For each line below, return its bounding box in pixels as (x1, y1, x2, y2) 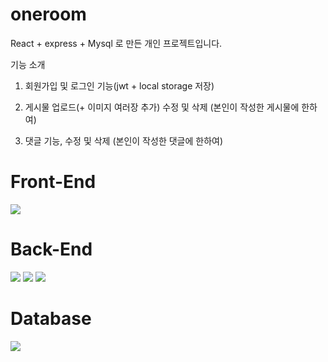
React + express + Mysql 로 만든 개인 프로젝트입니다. (10, 37, 223, 49)
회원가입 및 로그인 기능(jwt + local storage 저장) (24, 79, 215, 92)
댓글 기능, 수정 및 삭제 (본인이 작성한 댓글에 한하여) (24, 134, 224, 147)
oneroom (10, 3, 87, 26)
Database (10, 308, 92, 330)
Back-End (10, 238, 93, 261)
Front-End (10, 171, 97, 193)
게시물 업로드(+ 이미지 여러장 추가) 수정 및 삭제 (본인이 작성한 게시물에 (24, 101, 300, 113)
